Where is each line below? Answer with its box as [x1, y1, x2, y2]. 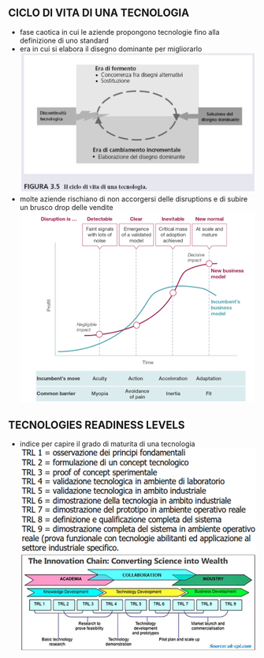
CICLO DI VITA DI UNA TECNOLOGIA [8, 6, 190, 20]
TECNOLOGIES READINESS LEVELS [8, 418, 185, 431]
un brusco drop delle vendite [19, 203, 113, 212]
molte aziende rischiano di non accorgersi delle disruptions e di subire [19, 194, 248, 204]
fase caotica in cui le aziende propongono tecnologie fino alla [19, 27, 220, 36]
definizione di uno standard [19, 36, 109, 45]
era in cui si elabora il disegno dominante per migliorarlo [19, 43, 203, 54]
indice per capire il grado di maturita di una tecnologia [19, 439, 195, 449]
